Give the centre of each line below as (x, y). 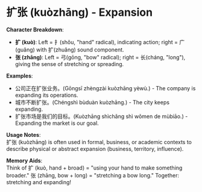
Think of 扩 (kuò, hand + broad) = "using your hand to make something (94, 168)
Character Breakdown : (35, 29)
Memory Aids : (24, 161)
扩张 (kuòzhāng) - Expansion (79, 12)
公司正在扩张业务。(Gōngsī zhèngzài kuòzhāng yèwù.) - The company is (105, 88)
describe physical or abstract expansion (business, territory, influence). (95, 148)
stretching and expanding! (39, 182)
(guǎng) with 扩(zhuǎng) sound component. (70, 50)
